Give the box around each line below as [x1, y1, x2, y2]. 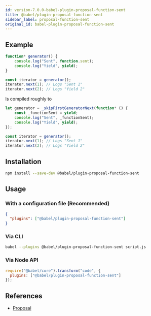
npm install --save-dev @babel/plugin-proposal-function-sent [5, 171, 139, 176]
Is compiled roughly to [5, 96, 52, 102]
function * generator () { [5, 54, 58, 59]
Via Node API [5, 257, 39, 264]
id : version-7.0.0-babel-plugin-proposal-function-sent [5, 7, 126, 13]
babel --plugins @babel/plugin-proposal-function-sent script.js [5, 244, 146, 249]
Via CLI [5, 233, 23, 240]
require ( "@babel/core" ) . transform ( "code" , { [5, 268, 101, 273]
